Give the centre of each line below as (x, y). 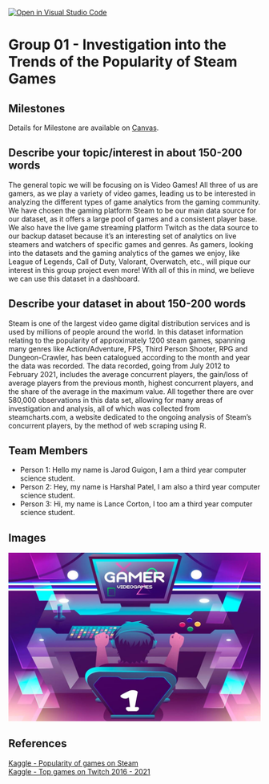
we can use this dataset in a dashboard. (74, 278)
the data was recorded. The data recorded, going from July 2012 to (119, 366)
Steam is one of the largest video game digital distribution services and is (129, 323)
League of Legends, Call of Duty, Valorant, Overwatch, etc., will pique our (129, 262)
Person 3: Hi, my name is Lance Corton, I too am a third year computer (136, 504)
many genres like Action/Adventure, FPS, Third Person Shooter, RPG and (128, 348)
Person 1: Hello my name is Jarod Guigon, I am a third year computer (133, 470)
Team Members (48, 451)
